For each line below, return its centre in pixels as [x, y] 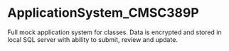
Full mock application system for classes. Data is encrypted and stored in [114, 32]
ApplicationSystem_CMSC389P [103, 13]
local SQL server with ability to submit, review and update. [92, 39]
